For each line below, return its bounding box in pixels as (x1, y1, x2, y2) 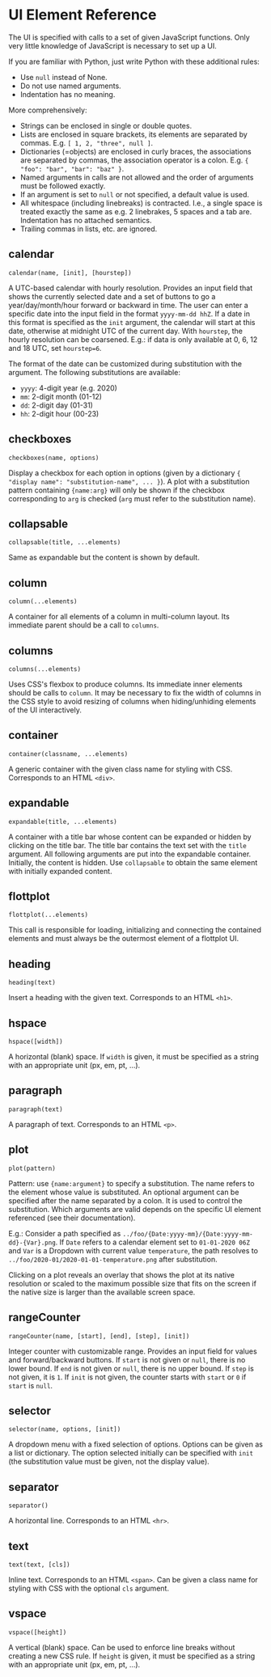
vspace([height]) (8, 1628, 67, 1637)
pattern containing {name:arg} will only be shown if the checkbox (8, 485, 225, 495)
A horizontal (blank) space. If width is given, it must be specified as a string (8, 1052, 259, 1062)
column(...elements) (8, 598, 78, 606)
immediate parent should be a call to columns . (8, 620, 159, 630)
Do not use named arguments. (19, 81, 121, 91)
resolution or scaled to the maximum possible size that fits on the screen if (8, 1278, 257, 1288)
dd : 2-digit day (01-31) (19, 400, 93, 410)
